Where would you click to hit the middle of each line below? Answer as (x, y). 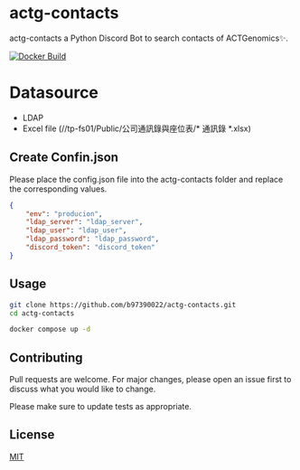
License (32, 435)
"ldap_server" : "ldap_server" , (84, 222)
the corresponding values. (58, 189)
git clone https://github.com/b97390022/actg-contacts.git (123, 305)
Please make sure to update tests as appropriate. (101, 407)
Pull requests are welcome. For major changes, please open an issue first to (150, 380)
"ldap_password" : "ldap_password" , (93, 239)
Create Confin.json (64, 158)
